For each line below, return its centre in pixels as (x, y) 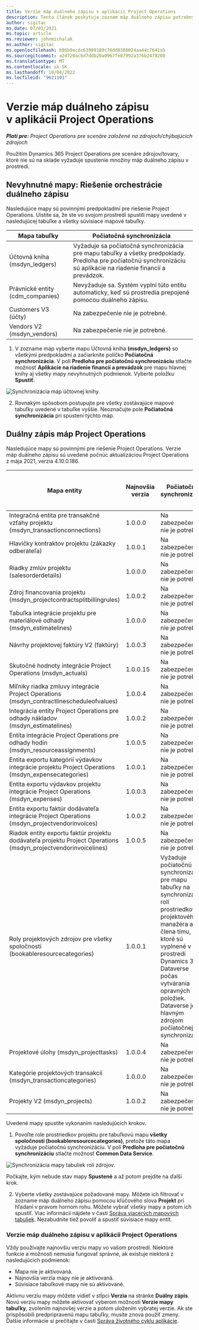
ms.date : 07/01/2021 (32, 28)
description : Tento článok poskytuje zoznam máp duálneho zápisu (88, 17)
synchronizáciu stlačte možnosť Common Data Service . (84, 1153)
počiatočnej (177, 1027)
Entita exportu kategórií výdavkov (56, 759)
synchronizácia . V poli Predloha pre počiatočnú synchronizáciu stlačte (103, 361)
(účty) (18, 316)
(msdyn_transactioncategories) (53, 1080)
